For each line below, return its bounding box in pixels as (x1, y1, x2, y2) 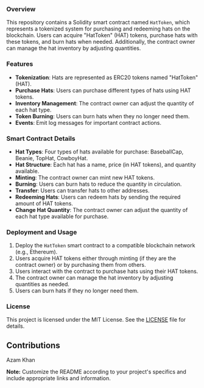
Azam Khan (6, 356, 35, 364)
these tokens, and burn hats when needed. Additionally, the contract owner (6, 38, 195, 46)
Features (6, 60, 33, 68)
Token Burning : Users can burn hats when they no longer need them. (15, 112, 190, 120)
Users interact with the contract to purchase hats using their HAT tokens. (15, 267, 199, 275)
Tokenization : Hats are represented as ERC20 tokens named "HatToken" (15, 74, 199, 81)
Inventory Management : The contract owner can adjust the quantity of (15, 99, 194, 107)
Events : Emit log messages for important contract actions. (15, 119, 161, 126)
